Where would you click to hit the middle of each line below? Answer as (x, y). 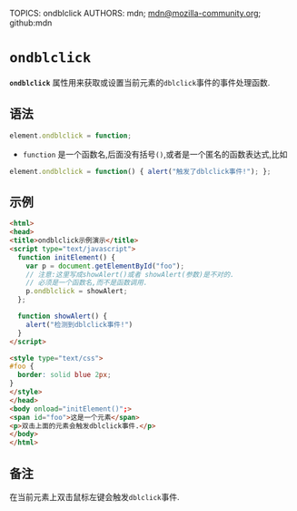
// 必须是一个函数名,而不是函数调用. (87, 283)
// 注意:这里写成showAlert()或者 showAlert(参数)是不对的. (130, 274)
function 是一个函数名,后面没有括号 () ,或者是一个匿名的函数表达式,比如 (155, 154)
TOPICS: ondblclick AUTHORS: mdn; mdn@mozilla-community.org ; (135, 13)
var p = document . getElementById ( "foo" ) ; (105, 266)
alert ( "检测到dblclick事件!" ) (79, 324)
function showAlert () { (62, 317)
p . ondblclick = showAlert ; (77, 291)
